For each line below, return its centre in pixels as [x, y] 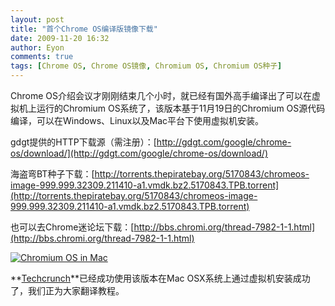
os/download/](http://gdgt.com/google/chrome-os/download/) [139, 153]
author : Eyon [37, 47]
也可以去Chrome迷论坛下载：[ [72, 227]
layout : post [37, 19]
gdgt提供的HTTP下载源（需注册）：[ [83, 142]
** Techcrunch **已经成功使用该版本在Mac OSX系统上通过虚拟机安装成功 [160, 278]
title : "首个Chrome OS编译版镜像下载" [84, 29]
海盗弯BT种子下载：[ [52, 174]
